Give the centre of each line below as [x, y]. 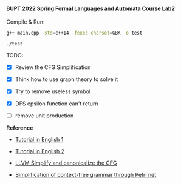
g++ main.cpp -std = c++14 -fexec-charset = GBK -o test [74, 33]
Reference [20, 128]
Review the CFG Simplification [53, 67]
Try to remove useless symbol [53, 91]
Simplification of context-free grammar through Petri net [86, 175]
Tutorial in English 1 [39, 140]
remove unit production [44, 116]
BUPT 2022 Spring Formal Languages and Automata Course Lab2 [90, 8]
